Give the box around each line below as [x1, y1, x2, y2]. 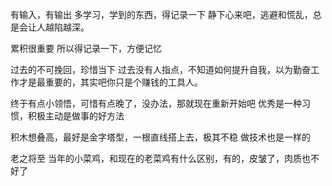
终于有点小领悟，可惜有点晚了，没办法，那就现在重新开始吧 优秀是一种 [10, 98, 302, 109]
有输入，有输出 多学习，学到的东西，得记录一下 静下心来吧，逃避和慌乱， [10, 9, 313, 20]
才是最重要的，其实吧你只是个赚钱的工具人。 [18, 76, 203, 88]
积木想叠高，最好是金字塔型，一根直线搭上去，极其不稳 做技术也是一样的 [10, 131, 311, 143]
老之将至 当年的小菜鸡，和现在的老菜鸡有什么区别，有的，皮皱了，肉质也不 [10, 153, 320, 164]
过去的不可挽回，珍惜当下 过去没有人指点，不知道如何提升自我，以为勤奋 [10, 64, 311, 75]
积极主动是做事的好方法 [27, 110, 125, 122]
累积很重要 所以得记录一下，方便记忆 [10, 43, 162, 54]
